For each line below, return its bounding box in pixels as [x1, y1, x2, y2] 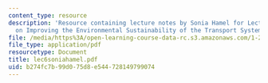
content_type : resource [8, 11, 88, 20]
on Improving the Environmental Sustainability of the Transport [15, 26, 238, 34]
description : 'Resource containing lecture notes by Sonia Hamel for [8, 19, 245, 27]
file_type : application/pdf [8, 41, 102, 49]
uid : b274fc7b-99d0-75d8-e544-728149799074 [8, 63, 156, 71]
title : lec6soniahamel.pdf [8, 56, 98, 64]
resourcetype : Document [8, 48, 88, 56]
